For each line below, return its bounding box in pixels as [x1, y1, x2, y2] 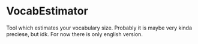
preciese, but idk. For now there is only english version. [6, 30, 143, 37]
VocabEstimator [6, 4, 88, 18]
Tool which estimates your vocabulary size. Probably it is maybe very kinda [6, 24, 193, 31]
